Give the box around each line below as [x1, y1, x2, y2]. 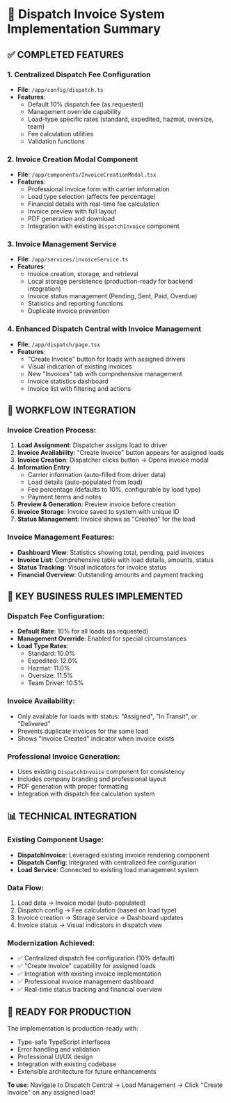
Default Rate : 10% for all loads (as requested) [17, 627, 149, 636]
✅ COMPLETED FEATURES [7, 49, 124, 61]
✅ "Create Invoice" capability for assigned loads [17, 962, 157, 970]
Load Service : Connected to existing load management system [17, 865, 199, 873]
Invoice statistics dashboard [27, 377, 109, 385]
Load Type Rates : [17, 642, 69, 650]
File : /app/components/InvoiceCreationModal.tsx [17, 170, 157, 179]
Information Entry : [17, 463, 72, 472]
